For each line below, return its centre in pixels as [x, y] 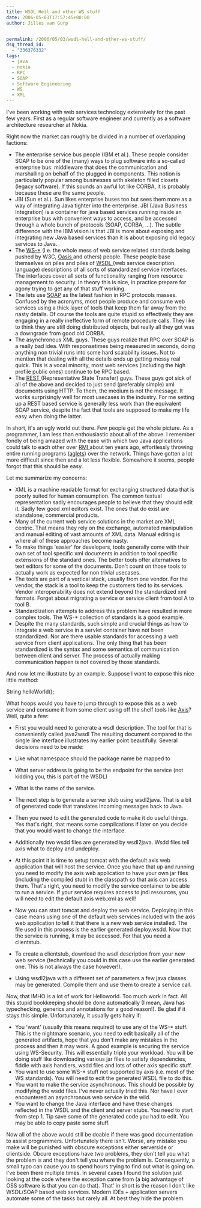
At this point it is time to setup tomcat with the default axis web [93, 860]
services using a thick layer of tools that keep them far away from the [100, 308]
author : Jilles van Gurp [37, 23]
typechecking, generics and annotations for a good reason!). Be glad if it [96, 1009]
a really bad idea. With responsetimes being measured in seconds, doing [105, 346]
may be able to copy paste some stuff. [62, 1123]
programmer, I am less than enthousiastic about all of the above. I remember [100, 434]
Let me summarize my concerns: [47, 478]
